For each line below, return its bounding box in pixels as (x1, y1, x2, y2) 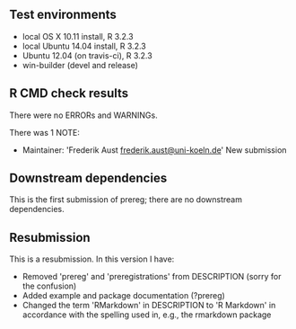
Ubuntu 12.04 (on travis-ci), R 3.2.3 (22, 49, 152, 61)
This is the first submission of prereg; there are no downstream (9, 194, 242, 205)
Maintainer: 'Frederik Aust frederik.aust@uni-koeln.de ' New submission (22, 144, 287, 156)
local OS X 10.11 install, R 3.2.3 (22, 31, 134, 41)
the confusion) (22, 280, 77, 291)
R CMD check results (9, 85, 129, 102)
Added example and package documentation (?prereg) (22, 290, 226, 301)
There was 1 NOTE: (9, 127, 81, 138)
